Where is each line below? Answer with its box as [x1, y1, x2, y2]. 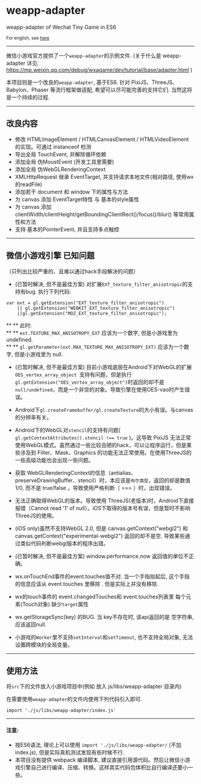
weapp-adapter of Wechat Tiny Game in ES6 [6, 23, 117, 31]
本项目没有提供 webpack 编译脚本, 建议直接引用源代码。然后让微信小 [14, 756, 185, 763]
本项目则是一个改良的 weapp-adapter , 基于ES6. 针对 [6, 79, 130, 86]
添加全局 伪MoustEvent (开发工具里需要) [14, 158, 115, 165]
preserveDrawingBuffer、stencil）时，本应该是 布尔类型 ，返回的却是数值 [14, 477, 191, 484]
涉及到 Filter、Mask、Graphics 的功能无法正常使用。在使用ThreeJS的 [20, 448, 192, 456]
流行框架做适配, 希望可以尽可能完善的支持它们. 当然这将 [55, 86, 193, 93]
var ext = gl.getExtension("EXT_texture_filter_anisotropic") [6, 300, 165, 306]
